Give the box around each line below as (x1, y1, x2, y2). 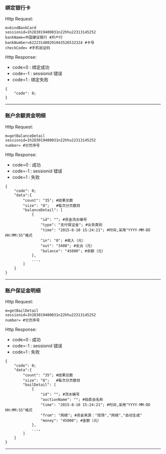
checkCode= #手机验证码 (5, 45, 50, 50)
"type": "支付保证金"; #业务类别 (40, 222, 103, 227)
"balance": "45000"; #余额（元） (40, 248, 106, 253)
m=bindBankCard (5, 26, 37, 31)
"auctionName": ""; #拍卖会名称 (40, 397, 104, 402)
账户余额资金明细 (5, 112, 46, 119)
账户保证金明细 (5, 287, 41, 294)
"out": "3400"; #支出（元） (40, 243, 95, 248)
